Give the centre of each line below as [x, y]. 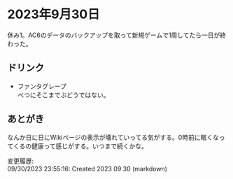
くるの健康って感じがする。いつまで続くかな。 [80, 146]
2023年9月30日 [54, 14]
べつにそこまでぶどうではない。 [63, 94]
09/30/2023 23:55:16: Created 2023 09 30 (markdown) [87, 169]
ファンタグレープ [42, 86]
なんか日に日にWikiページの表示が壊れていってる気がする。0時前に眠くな [113, 137]
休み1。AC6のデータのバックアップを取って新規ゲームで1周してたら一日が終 [116, 35]
